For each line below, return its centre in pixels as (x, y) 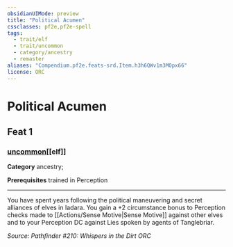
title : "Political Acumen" (46, 20)
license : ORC (26, 72)
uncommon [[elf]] (37, 152)
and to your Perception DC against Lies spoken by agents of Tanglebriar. (111, 223)
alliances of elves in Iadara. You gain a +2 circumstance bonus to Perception (116, 208)
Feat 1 (20, 132)
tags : (15, 33)
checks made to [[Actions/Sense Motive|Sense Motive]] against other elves (115, 215)
